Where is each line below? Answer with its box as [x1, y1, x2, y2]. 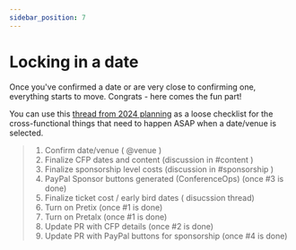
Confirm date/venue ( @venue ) [44, 144, 162, 155]
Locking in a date [9, 51, 139, 72]
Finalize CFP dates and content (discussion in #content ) [44, 154, 254, 165]
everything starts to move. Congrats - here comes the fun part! [9, 91, 242, 101]
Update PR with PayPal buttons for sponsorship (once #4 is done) [44, 230, 288, 241]
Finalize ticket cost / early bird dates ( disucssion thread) [44, 192, 256, 203]
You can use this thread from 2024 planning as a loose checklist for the [9, 108, 274, 119]
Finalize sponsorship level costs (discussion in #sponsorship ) [44, 163, 274, 175]
